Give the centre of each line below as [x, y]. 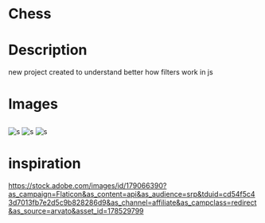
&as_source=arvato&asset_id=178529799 [76, 210]
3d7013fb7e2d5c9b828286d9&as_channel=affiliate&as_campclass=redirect [132, 202]
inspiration [45, 163]
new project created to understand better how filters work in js [111, 72]
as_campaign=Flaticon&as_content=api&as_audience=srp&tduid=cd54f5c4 [132, 194]
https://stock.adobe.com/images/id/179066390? [88, 185]
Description [48, 50]
